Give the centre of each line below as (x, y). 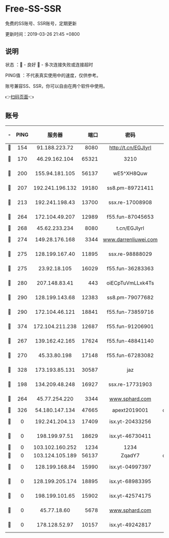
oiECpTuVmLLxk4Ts (130, 283)
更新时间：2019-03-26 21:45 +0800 (43, 34)
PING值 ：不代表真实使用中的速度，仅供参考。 (53, 75)
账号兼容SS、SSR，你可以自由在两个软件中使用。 (56, 86)
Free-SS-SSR (33, 9)
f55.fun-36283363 (130, 268)
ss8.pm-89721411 (130, 188)
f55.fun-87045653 (130, 217)
